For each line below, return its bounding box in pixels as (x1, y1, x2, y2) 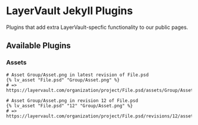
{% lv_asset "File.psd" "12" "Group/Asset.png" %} (6, 103, 133, 108)
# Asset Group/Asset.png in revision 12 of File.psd (6, 97, 138, 104)
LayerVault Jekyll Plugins (6, 4, 133, 18)
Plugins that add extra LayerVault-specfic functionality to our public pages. (6, 24, 189, 31)
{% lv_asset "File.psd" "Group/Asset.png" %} (6, 77, 120, 83)
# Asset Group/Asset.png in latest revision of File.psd (6, 72, 149, 78)
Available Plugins (6, 41, 71, 51)
